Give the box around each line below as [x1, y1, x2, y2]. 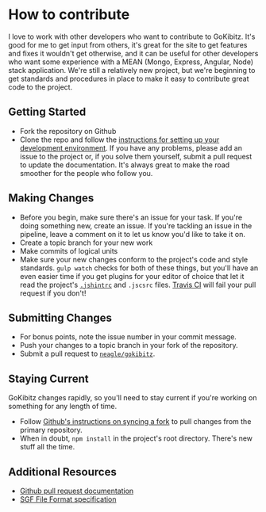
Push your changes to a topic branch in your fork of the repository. [19, 341, 238, 350]
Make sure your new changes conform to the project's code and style [19, 254, 249, 264]
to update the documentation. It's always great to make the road [19, 160, 230, 170]
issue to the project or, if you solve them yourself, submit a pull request [19, 151, 253, 161]
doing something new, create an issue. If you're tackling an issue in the [19, 220, 253, 231]
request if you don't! [19, 288, 87, 298]
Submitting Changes [8, 311, 113, 324]
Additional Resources [8, 465, 117, 479]
